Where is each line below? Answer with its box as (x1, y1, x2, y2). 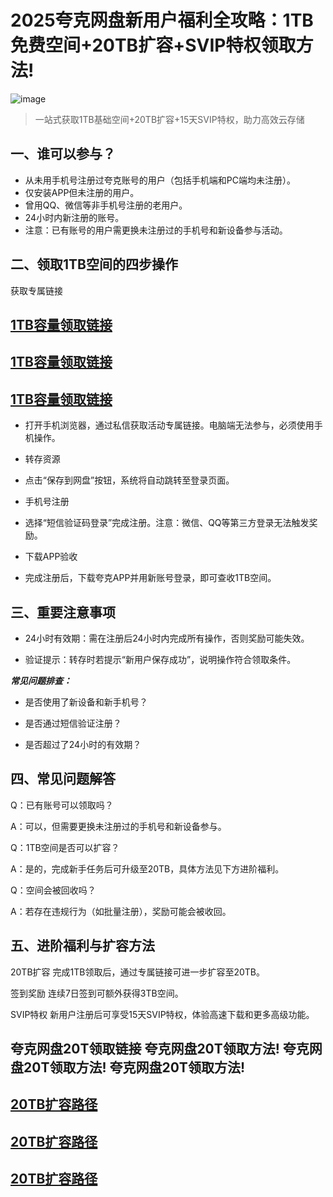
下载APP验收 (24, 551, 78, 563)
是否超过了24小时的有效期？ (24, 738, 142, 750)
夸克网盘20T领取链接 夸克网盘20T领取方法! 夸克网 (10, 1040, 323, 1057)
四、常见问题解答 (10, 771, 116, 788)
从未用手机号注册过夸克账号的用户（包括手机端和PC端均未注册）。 (24, 174, 296, 186)
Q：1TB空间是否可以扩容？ (10, 841, 120, 853)
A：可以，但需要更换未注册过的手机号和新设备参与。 (10, 820, 227, 832)
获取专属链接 (10, 284, 63, 296)
